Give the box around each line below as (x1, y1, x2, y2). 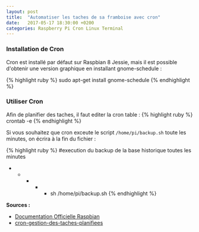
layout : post (6, 8, 39, 15)
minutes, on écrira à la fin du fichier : (6, 135, 96, 142)
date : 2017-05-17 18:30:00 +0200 (6, 20, 94, 26)
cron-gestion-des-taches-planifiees (14, 219, 103, 226)
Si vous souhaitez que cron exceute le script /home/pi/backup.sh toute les (6, 128, 187, 136)
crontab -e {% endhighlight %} (6, 117, 82, 124)
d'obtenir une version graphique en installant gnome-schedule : (6, 65, 162, 72)
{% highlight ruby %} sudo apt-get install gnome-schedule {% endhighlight (6, 76, 190, 83)
